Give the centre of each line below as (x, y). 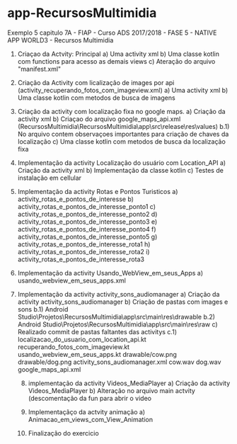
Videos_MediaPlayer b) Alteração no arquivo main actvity (112, 390)
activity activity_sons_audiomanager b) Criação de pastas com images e (123, 302)
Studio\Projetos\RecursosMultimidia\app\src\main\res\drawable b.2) (116, 317)
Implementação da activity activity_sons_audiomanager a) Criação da (118, 294)
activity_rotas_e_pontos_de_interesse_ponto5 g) (87, 237)
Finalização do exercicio (63, 433)
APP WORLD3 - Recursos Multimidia (60, 40)
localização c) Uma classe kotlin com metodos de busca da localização (122, 141)
